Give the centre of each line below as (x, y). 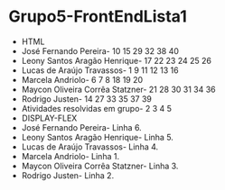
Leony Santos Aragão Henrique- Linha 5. (97, 137)
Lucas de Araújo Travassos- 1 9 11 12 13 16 (100, 70)
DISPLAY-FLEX (49, 118)
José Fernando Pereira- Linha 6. (81, 127)
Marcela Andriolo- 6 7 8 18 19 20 (82, 79)
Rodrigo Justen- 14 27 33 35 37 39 (87, 99)
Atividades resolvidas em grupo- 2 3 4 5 (97, 108)
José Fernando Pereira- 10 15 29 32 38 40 (100, 50)
